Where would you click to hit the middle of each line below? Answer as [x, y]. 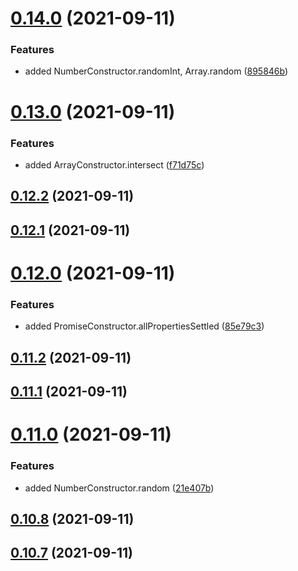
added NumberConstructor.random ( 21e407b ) [119, 488]
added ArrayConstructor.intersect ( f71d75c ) [114, 164]
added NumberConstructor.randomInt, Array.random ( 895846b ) [156, 71]
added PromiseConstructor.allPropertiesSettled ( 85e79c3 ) [144, 326]
